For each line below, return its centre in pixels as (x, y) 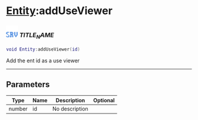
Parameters (28, 84)
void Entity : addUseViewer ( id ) (43, 49)
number (18, 109)
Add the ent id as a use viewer (43, 61)
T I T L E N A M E (37, 36)
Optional (104, 100)
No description (70, 109)
